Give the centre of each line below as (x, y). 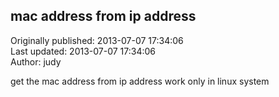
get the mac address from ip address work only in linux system (140, 81)
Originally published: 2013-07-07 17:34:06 (97, 40)
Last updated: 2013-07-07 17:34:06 (83, 51)
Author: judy (36, 61)
